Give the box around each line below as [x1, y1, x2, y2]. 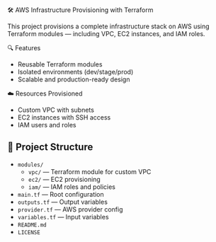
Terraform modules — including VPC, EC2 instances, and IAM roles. [7, 30, 205, 38]
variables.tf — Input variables [17, 212, 109, 221]
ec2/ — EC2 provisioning [28, 175, 101, 183]
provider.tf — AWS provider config [17, 204, 123, 214]
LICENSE [17, 229, 40, 236]
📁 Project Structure [7, 141, 93, 154]
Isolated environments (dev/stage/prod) [17, 68, 134, 76]
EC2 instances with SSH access [17, 113, 111, 122]
